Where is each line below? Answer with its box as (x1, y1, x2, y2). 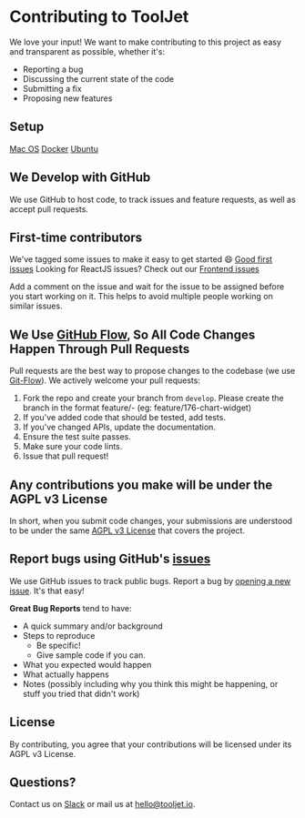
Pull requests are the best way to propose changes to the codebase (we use (9, 366, 296, 377)
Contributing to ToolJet (9, 6, 189, 27)
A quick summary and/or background (22, 621, 164, 631)
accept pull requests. (9, 203, 89, 215)
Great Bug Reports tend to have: (9, 602, 132, 613)
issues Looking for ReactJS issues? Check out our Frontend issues (9, 264, 259, 275)
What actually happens (22, 669, 109, 680)
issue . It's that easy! (9, 585, 85, 596)
